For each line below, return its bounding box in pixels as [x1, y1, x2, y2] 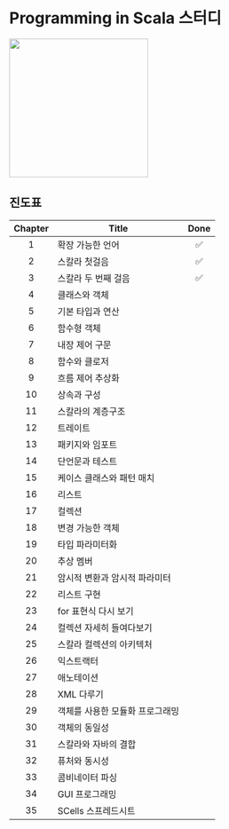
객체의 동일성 [57, 721, 109, 733]
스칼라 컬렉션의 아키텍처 [57, 638, 153, 651]
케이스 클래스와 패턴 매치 [57, 471, 155, 484]
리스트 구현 [57, 588, 101, 600]
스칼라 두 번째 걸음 [57, 272, 130, 284]
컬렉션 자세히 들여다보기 [57, 621, 153, 634]
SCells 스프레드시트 [57, 804, 136, 817]
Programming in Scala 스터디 [9, 8, 222, 28]
